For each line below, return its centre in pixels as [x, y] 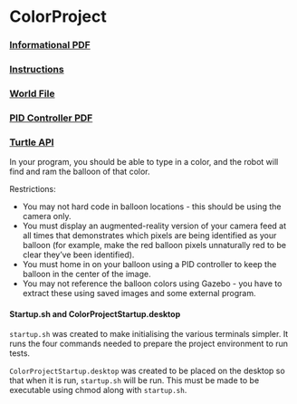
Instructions [37, 70]
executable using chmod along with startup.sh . [98, 390]
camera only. [47, 216]
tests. [19, 353]
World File [32, 93]
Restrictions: [33, 189]
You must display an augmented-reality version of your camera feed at [154, 226]
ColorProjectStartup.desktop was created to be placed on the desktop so [147, 371]
